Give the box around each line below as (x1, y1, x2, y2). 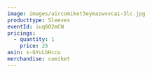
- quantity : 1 (13, 36, 55, 43)
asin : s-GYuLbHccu (7, 49, 61, 56)
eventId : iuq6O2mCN (7, 23, 64, 30)
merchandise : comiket (7, 56, 71, 63)
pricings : (7, 29, 36, 37)
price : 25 (20, 42, 49, 49)
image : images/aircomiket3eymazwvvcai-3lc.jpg (7, 10, 146, 17)
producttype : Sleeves (7, 17, 71, 24)
